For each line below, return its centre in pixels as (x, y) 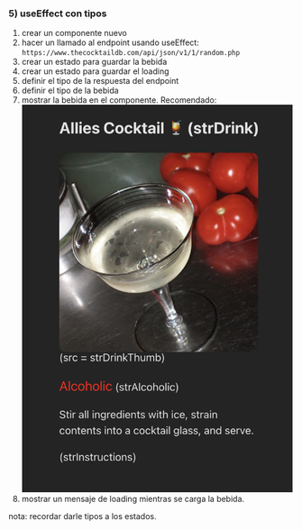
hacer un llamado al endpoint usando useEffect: (110, 42)
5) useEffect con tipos (58, 14)
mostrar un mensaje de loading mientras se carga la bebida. (133, 499)
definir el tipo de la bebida (70, 91)
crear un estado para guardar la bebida (94, 62)
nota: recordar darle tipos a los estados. (82, 516)
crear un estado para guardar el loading (95, 71)
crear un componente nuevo (74, 33)
